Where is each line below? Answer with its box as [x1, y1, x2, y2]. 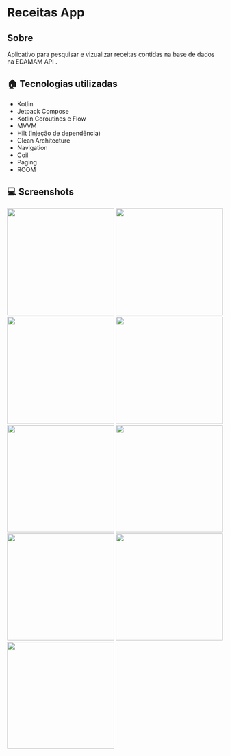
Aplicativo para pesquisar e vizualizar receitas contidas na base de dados [7, 50, 215, 58]
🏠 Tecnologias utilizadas [7, 78, 118, 90]
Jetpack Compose [16, 107, 70, 115]
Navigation [16, 143, 48, 151]
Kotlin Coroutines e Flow [16, 114, 87, 123]
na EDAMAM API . [7, 58, 57, 66]
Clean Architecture [16, 136, 71, 145]
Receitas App [7, 5, 85, 21]
